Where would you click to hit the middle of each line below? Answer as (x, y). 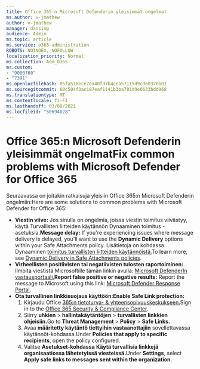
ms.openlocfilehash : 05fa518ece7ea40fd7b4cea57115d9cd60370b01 (87, 84)
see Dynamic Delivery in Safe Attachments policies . (78, 258)
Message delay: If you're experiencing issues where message (116, 233)
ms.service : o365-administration (48, 45)
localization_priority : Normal (45, 56)
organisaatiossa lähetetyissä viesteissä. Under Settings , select (103, 353)
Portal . (23, 290)
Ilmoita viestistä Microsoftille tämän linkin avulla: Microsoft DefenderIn (101, 271)
